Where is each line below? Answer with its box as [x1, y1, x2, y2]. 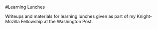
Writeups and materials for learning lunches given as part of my [5, 14, 136, 19]
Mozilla [5, 19, 20, 24]
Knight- [137, 14, 152, 19]
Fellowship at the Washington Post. [20, 19, 93, 24]
